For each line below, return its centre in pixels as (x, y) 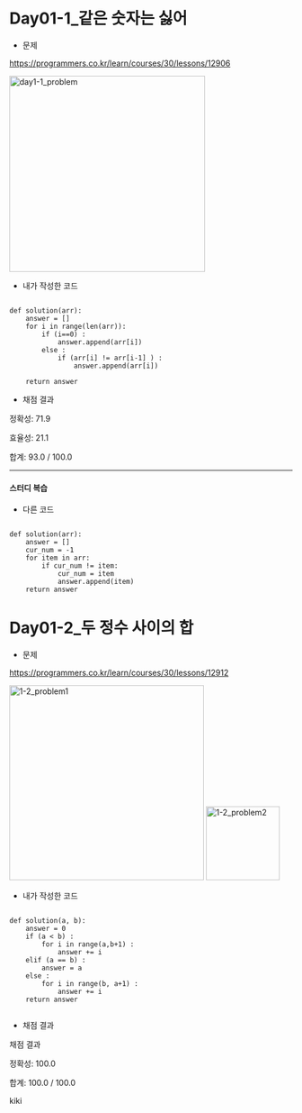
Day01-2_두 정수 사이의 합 (102, 628)
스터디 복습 (28, 488)
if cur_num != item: (80, 566)
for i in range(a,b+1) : (88, 944)
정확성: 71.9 (30, 418)
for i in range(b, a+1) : (90, 984)
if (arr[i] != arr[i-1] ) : (110, 358)
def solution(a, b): (48, 921)
